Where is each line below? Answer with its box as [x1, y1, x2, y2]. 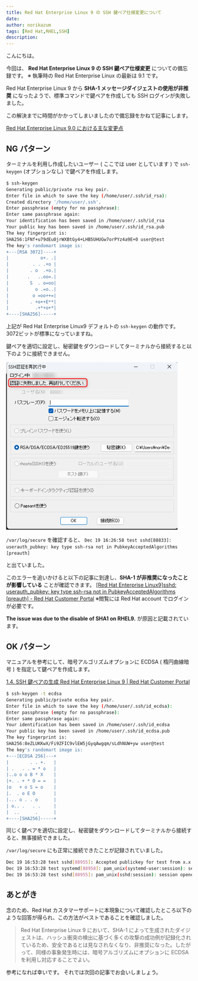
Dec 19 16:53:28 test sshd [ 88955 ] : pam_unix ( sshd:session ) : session [6, 872, 178, 878]
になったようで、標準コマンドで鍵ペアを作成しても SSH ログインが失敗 [12, 92, 186, 99]
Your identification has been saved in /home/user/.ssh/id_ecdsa [6, 722, 170, 728]
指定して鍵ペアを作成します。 [21, 666, 93, 672]
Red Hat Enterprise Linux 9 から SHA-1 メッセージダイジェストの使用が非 [6, 85, 184, 92]
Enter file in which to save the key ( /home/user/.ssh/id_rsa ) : [6, 193, 167, 199]
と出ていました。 [6, 562, 48, 569]
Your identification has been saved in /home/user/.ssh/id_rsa [6, 218, 165, 224]
